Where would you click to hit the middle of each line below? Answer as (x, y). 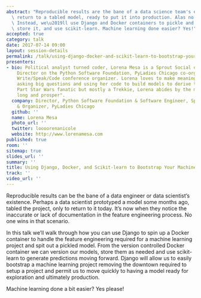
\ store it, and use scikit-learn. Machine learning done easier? (96, 28)
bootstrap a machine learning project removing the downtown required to (97, 264)
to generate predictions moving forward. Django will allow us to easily (106, 258)
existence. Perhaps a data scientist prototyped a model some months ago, (98, 202)
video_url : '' (24, 179)
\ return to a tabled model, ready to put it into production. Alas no (103, 17)
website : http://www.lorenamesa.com (57, 134)
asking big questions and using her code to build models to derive (104, 84)
